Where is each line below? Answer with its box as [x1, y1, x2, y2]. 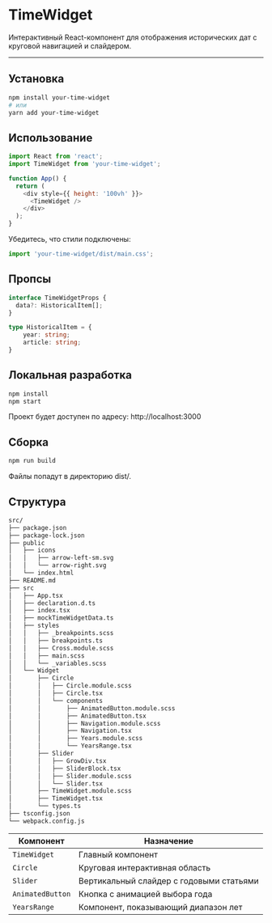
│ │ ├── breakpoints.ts [8, 637, 104, 645]
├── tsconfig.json [8, 810, 70, 818]
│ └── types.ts [8, 802, 82, 811]
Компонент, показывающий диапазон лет [78, 901, 243, 912]
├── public [8, 539, 45, 547]
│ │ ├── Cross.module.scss [8, 644, 114, 652]
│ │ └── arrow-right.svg [8, 561, 107, 569]
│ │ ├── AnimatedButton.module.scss [8, 704, 176, 713]
